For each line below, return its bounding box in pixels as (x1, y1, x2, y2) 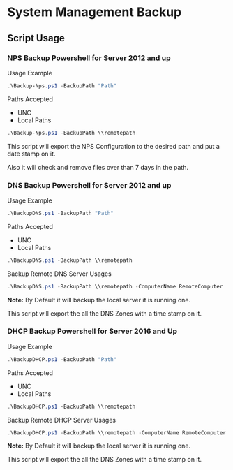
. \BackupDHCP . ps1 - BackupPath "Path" (7, 355, 117, 363)
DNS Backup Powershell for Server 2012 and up (7, 180, 172, 190)
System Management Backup (7, 4, 182, 20)
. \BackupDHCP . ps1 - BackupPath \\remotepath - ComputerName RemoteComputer (7, 429, 227, 436)
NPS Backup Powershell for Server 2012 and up (7, 53, 171, 63)
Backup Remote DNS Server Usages (7, 270, 112, 278)
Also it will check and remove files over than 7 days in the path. (7, 163, 188, 171)
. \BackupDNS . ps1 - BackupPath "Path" (7, 210, 114, 216)
